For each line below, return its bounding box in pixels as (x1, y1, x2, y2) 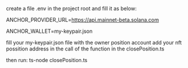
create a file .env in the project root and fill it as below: (6, 5, 137, 12)
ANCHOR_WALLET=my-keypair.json (6, 28, 93, 35)
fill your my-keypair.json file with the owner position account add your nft (6, 39, 182, 46)
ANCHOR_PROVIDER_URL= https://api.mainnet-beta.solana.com (6, 16, 159, 23)
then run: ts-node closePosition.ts (6, 57, 88, 63)
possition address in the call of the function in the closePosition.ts (6, 45, 165, 52)
